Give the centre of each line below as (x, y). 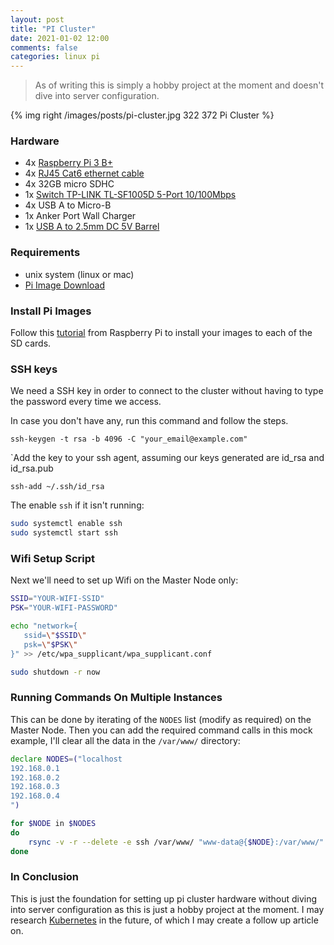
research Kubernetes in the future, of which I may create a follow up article (164, 920)
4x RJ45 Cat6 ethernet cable (84, 173)
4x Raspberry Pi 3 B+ (68, 163)
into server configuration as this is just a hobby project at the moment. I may (167, 909)
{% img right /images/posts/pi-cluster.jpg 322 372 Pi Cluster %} (142, 115)
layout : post (37, 19)
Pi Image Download (64, 285)
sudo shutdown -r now (55, 672)
